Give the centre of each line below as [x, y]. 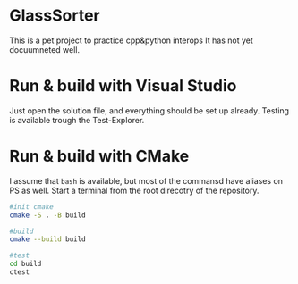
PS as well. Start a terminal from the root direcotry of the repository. [134, 190]
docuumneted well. [45, 49]
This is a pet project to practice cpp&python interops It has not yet [131, 40]
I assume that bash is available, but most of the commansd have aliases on [146, 180]
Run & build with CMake [99, 156]
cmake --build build [48, 239]
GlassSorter [55, 16]
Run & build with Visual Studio [123, 86]
